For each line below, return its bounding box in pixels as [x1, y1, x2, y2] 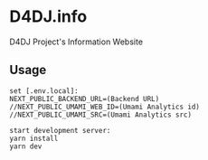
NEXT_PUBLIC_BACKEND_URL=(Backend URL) [9, 94, 160, 103]
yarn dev [9, 142, 43, 151]
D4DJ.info [9, 6, 88, 27]
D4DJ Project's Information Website [9, 36, 143, 47]
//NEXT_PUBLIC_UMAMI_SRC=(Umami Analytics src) [9, 110, 193, 119]
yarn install [9, 134, 59, 143]
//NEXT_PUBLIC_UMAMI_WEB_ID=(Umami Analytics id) [9, 102, 201, 111]
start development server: [9, 126, 111, 135]
